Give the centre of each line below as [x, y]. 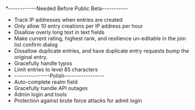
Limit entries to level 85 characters [56, 69]
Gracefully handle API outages [51, 88]
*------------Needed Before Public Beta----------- [67, 8]
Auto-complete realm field [46, 82]
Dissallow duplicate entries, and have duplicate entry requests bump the [101, 51]
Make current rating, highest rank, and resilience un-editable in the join [100, 38]
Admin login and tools [40, 94]
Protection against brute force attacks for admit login [78, 101]
